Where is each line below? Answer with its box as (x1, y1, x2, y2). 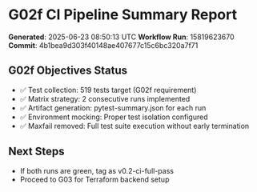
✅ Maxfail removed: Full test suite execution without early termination (19, 121, 250, 130)
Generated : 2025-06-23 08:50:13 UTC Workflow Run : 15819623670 (8, 32, 235, 42)
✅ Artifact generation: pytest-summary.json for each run (19, 102, 207, 113)
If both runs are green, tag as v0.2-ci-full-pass (19, 166, 175, 175)
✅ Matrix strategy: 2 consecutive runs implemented (19, 94, 191, 103)
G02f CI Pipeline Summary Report (8, 6, 238, 24)
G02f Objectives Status (8, 64, 128, 78)
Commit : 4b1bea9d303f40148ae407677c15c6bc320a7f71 (8, 40, 199, 50)
